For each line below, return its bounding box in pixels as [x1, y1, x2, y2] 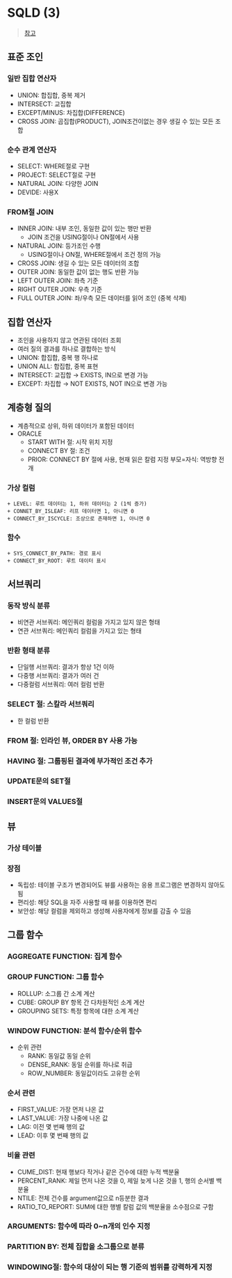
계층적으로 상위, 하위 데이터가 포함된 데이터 [17, 421, 135, 429]
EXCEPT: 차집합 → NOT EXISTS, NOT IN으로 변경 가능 [17, 379, 168, 388]
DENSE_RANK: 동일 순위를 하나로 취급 [27, 1060, 133, 1068]
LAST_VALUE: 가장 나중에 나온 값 [17, 1114, 108, 1122]
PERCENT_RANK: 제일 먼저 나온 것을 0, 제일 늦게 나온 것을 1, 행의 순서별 [17, 1176, 215, 1185]
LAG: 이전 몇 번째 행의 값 [17, 1123, 85, 1131]
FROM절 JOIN [7, 207, 54, 216]
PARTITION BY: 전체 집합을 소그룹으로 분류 [7, 1242, 144, 1252]
